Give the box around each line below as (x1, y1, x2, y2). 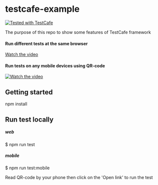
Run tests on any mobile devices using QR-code (5, 62, 105, 68)
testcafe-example (5, 3, 80, 15)
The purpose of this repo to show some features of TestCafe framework (5, 29, 151, 35)
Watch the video (5, 52, 38, 58)
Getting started (5, 88, 53, 96)
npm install (5, 101, 28, 107)
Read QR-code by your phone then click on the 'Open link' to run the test (5, 175, 153, 181)
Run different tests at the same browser (5, 40, 88, 46)
